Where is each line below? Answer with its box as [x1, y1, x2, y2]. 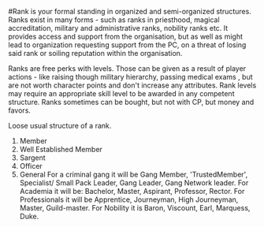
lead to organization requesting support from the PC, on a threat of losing [8, 40, 247, 50]
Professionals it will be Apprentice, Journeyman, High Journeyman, [19, 195, 239, 204]
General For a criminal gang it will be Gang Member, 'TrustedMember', [19, 169, 248, 179]
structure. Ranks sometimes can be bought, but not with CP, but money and [8, 98, 255, 106]
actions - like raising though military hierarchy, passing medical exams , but [8, 73, 254, 81]
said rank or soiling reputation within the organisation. [8, 49, 183, 58]
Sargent [19, 153, 46, 162]
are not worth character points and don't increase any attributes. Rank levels [8, 80, 257, 90]
